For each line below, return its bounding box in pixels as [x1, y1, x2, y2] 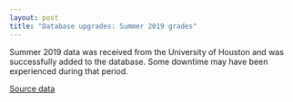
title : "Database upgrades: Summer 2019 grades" [9, 22, 197, 31]
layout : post [9, 13, 59, 23]
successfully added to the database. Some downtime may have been [9, 56, 268, 67]
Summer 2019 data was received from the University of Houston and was [9, 46, 285, 57]
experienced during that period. [9, 65, 129, 77]
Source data [9, 83, 56, 94]
